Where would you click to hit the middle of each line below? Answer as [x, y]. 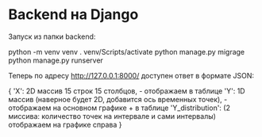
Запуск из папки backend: [52, 36]
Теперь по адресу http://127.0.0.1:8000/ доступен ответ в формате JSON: [131, 75]
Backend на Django [73, 15]
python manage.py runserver [56, 60]
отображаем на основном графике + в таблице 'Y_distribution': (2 [119, 108]
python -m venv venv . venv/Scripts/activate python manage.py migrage [127, 51]
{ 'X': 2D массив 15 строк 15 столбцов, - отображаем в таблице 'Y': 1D [127, 91]
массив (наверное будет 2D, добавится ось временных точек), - [118, 99]
